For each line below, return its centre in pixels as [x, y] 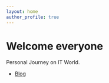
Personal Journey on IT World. [43, 62]
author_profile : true [33, 17]
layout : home [22, 11]
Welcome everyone [55, 46]
